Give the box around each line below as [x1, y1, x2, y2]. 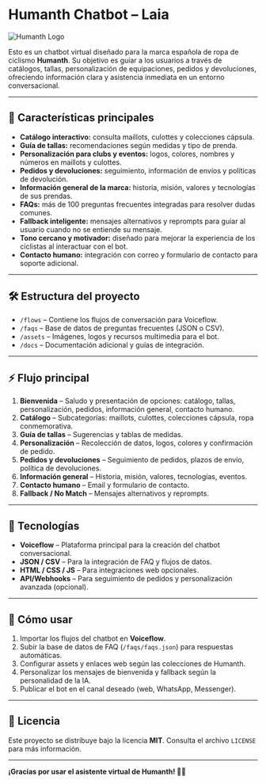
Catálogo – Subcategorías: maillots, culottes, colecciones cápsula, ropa [19, 413, 254, 423]
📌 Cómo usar [8, 612, 73, 626]
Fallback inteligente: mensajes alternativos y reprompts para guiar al [19, 216, 246, 226]
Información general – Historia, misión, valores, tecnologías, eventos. [19, 472, 248, 481]
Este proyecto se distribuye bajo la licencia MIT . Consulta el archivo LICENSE [8, 735, 256, 745]
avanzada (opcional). [19, 582, 89, 592]
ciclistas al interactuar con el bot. [19, 242, 128, 251]
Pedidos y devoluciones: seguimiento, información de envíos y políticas [19, 166, 256, 175]
